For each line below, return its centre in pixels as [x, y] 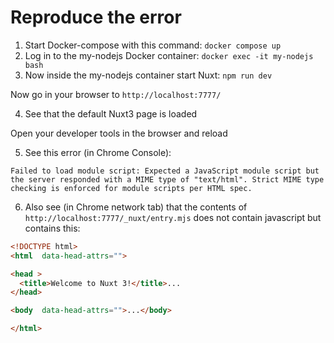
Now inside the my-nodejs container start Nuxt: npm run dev [148, 75]
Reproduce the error [96, 17]
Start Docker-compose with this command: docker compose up [153, 45]
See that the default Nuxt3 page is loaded [111, 113]
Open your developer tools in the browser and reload [119, 133]
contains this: [52, 228]
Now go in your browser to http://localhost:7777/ [116, 94]
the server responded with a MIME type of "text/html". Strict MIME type [167, 179]
